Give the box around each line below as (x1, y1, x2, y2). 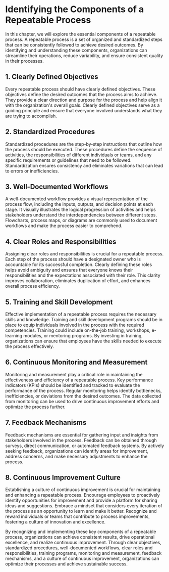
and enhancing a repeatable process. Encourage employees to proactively (5, 492, 160, 498)
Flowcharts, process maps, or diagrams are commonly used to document (5, 217, 157, 224)
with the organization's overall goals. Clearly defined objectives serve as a (5, 102, 160, 108)
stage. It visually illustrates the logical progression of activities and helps (5, 206, 156, 213)
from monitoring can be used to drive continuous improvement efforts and (5, 398, 160, 404)
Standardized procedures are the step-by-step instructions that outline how (5, 141, 162, 147)
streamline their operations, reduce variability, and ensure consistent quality (5, 52, 163, 59)
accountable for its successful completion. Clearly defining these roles (5, 261, 152, 268)
